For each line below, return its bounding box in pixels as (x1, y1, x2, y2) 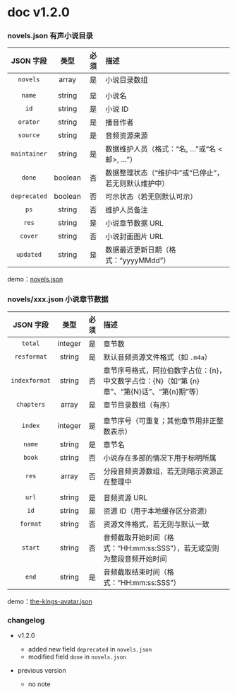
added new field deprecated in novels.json (28, 645, 152, 654)
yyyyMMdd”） (122, 255, 171, 265)
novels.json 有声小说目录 (7, 31, 94, 41)
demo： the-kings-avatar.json (7, 597, 93, 606)
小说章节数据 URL (105, 219, 164, 229)
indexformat (11, 376, 51, 384)
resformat (14, 352, 47, 361)
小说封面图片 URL (105, 231, 164, 241)
